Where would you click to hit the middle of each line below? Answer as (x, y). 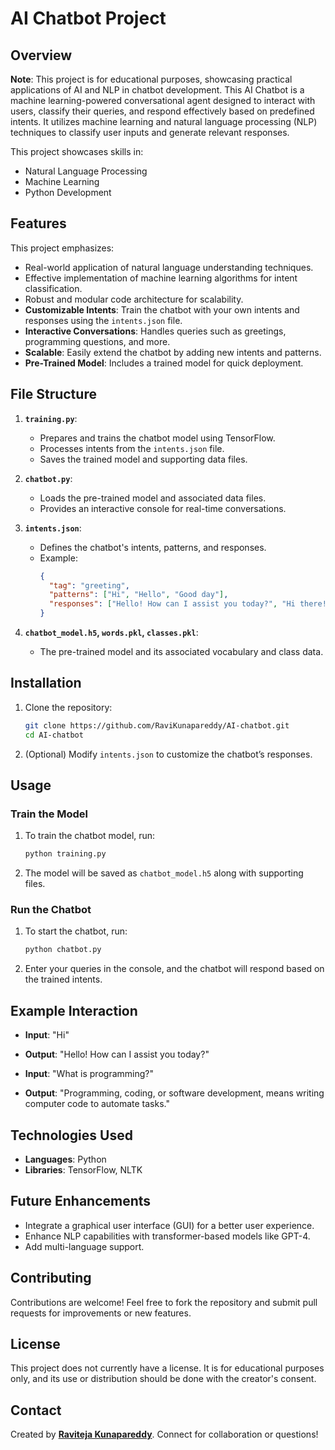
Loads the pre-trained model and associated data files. (153, 498)
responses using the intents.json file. (103, 320)
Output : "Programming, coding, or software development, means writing (174, 1093)
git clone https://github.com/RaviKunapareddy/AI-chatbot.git (157, 725)
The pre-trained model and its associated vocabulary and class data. (181, 651)
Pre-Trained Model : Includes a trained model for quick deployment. (164, 363)
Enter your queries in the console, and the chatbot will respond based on (174, 969)
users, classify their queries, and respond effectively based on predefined (162, 111)
